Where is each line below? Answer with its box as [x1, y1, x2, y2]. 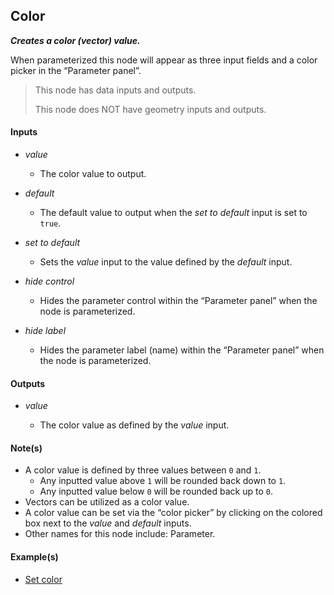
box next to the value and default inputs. [24, 517, 192, 529]
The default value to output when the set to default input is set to [39, 207, 308, 219]
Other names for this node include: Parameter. [24, 528, 216, 540]
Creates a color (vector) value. [10, 34, 141, 46]
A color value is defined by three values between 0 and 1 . [24, 464, 262, 476]
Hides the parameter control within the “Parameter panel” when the [39, 295, 318, 307]
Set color [24, 573, 63, 585]
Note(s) [10, 442, 43, 454]
